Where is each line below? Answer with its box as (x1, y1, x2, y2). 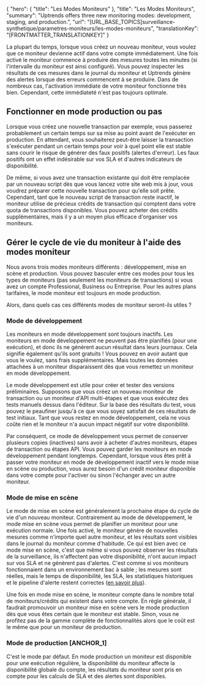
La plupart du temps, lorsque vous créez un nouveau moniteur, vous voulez (6, 43, 196, 50)
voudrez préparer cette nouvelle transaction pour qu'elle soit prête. (6, 187, 176, 194)
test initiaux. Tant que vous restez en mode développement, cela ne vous (6, 414, 191, 421)
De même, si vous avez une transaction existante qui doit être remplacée (6, 174, 190, 181)
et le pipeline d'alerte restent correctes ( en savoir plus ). (6, 579, 146, 587)
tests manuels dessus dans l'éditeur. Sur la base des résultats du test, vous (6, 401, 196, 408)
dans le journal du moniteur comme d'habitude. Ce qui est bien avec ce (6, 540, 187, 547)
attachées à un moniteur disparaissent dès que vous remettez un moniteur (6, 363, 194, 370)
